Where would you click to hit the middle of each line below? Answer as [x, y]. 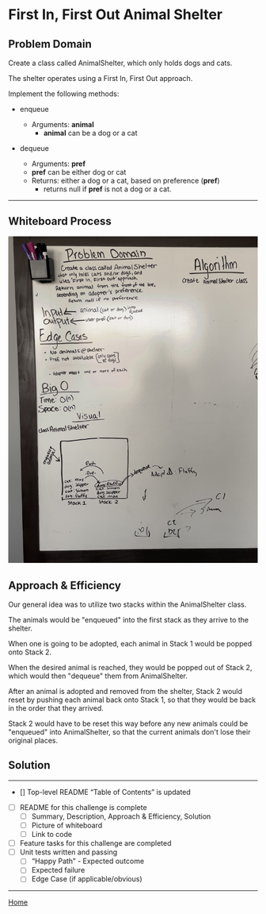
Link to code [52, 835]
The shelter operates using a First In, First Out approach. [101, 78]
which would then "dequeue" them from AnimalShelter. [98, 676]
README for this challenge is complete [84, 807]
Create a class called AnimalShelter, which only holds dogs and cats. [120, 63]
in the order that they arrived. [56, 708]
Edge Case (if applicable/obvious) [87, 879]
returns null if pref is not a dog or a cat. [107, 189]
